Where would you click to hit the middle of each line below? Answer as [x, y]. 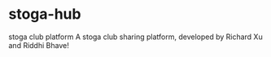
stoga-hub [45, 14]
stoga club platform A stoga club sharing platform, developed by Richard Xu [135, 37]
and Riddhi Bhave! [39, 45]
